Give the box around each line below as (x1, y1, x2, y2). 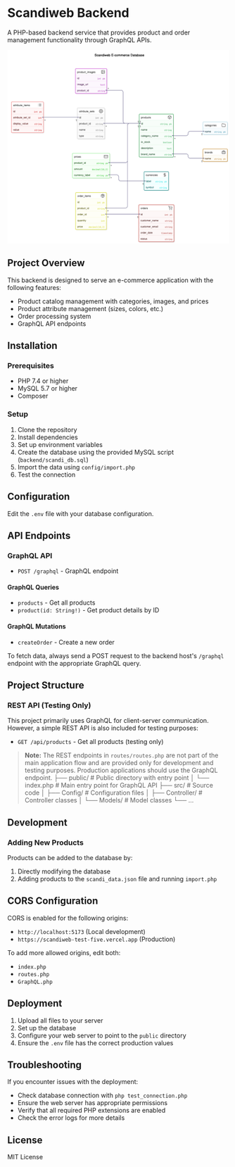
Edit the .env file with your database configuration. (7, 509, 154, 518)
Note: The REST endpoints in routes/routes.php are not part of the (24, 751, 219, 759)
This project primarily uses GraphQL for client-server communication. (7, 717, 209, 725)
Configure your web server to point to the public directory (17, 1031, 186, 1040)
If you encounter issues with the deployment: (7, 1078, 139, 1086)
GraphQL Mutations (7, 622, 66, 631)
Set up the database (17, 1023, 77, 1032)
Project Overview (7, 257, 85, 269)
